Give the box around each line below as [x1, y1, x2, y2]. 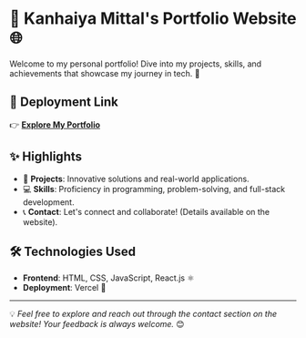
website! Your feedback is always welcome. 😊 [9, 319, 185, 330]
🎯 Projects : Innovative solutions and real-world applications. [22, 173, 250, 184]
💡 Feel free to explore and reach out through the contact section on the [9, 309, 278, 320]
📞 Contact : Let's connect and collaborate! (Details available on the [22, 206, 270, 217]
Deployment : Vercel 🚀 [22, 282, 107, 293]
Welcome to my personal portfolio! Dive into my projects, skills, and [9, 58, 262, 69]
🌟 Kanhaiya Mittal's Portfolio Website [9, 8, 298, 29]
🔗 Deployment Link [9, 95, 118, 110]
